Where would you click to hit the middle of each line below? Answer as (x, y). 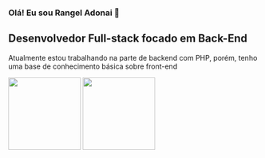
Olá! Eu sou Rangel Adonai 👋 (64, 13)
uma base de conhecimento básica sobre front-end (93, 66)
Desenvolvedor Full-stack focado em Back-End (128, 39)
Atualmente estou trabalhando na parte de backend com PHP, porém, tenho (133, 57)
